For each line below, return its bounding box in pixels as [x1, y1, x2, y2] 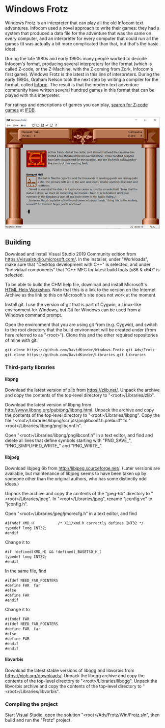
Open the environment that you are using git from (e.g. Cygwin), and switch [5, 322, 158, 328]
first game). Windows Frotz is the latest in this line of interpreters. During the [5, 71, 160, 77]
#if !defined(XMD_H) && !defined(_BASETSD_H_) [5, 549, 102, 554]
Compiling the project [5, 700, 58, 707]
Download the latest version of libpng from [5, 402, 92, 408]
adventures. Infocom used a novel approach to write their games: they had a [5, 25, 160, 31]
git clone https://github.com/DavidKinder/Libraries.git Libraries [5, 353, 146, 358]
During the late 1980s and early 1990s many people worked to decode [5, 55, 147, 61]
